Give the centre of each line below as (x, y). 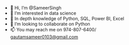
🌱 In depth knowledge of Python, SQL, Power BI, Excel (67, 18)
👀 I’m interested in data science (43, 13)
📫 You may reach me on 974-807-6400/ (53, 30)
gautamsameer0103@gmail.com (44, 37)
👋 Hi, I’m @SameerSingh (36, 8)
